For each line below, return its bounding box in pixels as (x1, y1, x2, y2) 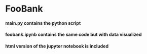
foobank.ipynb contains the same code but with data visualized (5, 31, 142, 38)
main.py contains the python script (5, 20, 81, 26)
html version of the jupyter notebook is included (5, 43, 109, 49)
